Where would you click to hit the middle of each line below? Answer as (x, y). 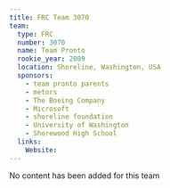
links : (29, 142)
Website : (41, 150)
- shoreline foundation (69, 117)
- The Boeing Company (65, 100)
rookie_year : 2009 (52, 59)
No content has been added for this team (85, 176)
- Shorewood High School (71, 134)
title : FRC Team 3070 (49, 17)
